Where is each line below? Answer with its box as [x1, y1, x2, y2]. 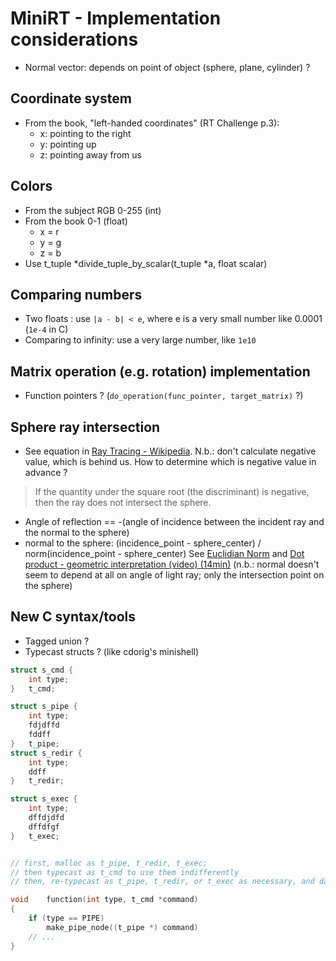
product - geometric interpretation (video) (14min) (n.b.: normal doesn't [24, 558, 320, 570]
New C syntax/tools [10, 608, 137, 626]
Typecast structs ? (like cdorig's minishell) [24, 645, 200, 657]
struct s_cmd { [10, 665, 74, 675]
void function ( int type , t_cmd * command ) [10, 895, 199, 905]
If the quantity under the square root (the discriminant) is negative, [34, 486, 310, 497]
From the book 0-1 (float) [24, 215, 128, 227]
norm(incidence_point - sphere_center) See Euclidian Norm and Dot [24, 548, 305, 559]
